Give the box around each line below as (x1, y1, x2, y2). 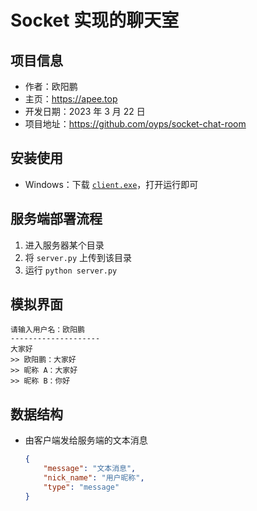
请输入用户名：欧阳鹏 (10, 325, 85, 335)
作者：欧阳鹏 (24, 81, 78, 92)
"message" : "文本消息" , (43, 464, 137, 474)
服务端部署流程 (10, 211, 103, 228)
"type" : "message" (43, 482, 120, 492)
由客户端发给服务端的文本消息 (24, 434, 148, 446)
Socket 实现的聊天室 (10, 9, 180, 32)
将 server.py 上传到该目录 (24, 251, 133, 263)
